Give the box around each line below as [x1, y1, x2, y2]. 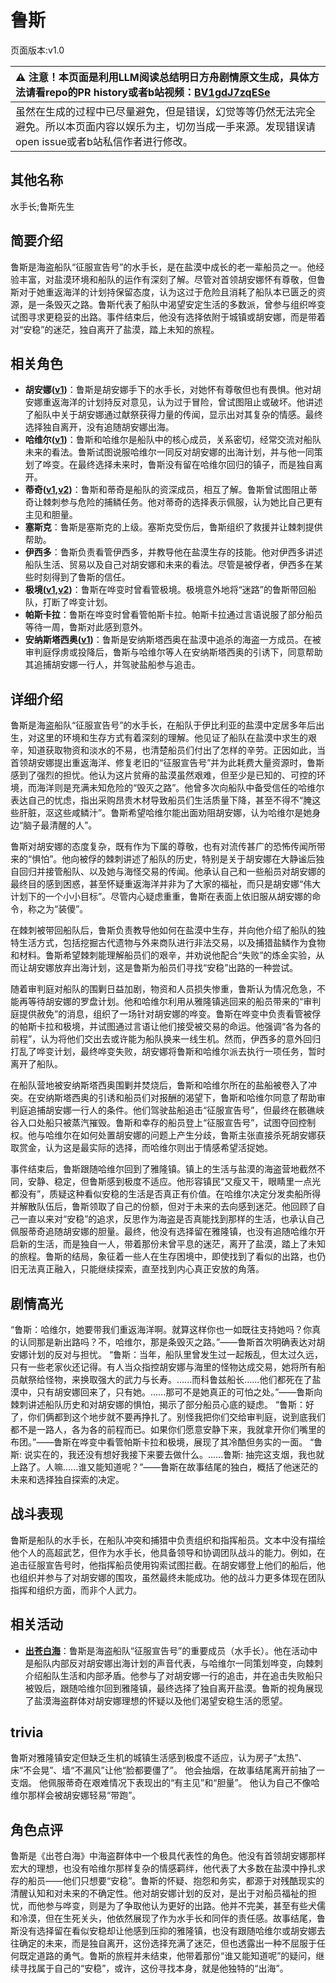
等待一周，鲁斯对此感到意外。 [24, 621, 148, 633]
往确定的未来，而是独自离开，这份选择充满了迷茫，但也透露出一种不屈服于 [10, 1937, 317, 1950]
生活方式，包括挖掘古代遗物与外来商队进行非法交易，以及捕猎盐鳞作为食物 [18, 937, 326, 949]
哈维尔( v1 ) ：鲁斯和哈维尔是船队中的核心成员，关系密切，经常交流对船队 [24, 434, 322, 446]
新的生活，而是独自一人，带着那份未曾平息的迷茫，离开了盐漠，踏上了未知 [18, 1238, 326, 1250]
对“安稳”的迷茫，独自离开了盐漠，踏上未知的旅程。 [10, 323, 220, 335]
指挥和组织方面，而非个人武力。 [10, 1584, 142, 1596]
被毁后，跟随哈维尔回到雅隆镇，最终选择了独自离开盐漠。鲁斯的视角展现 [24, 1682, 323, 1694]
